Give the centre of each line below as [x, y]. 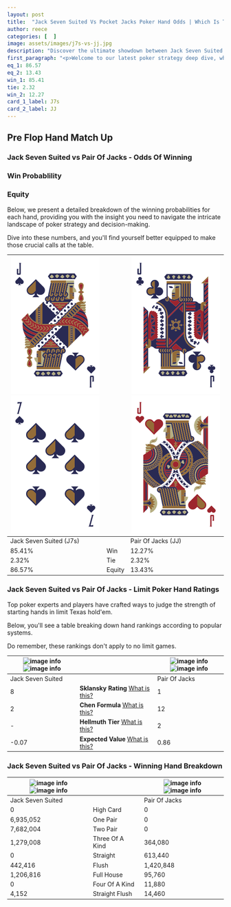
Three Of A [108, 839]
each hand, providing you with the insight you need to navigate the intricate [114, 216]
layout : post [26, 14]
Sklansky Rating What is [114, 688]
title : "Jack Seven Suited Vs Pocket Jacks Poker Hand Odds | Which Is [113, 22]
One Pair [105, 819]
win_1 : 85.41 [26, 80]
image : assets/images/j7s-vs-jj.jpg [59, 44]
